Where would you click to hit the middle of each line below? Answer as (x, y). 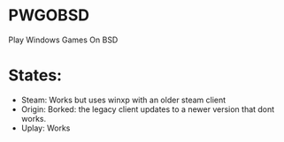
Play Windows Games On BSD (63, 40)
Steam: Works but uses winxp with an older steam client (123, 100)
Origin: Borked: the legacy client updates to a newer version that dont (148, 109)
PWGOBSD (49, 15)
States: (35, 75)
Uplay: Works (46, 128)
